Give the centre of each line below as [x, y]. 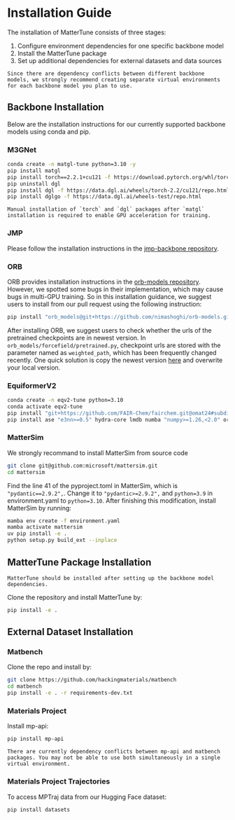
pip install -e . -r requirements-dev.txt [70, 693]
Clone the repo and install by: [50, 667]
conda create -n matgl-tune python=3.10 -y [72, 165]
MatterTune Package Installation [79, 562]
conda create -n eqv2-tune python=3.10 [65, 401]
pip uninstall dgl [34, 183]
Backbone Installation [56, 107]
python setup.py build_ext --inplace [62, 541]
